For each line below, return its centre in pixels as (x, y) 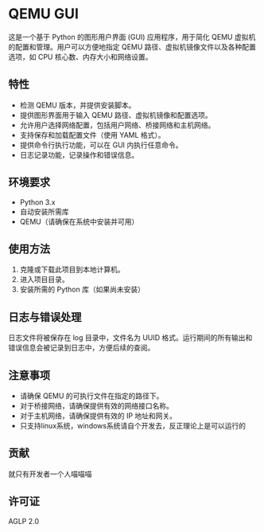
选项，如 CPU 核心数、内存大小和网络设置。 (80, 57)
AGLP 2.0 (24, 521)
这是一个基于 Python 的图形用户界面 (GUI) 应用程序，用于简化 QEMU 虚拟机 (132, 37)
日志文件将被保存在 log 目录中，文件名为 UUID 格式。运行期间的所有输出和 (130, 338)
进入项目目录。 (44, 280)
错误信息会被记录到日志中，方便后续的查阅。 (82, 348)
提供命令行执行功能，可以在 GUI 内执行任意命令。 (101, 145)
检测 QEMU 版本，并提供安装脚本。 (78, 105)
